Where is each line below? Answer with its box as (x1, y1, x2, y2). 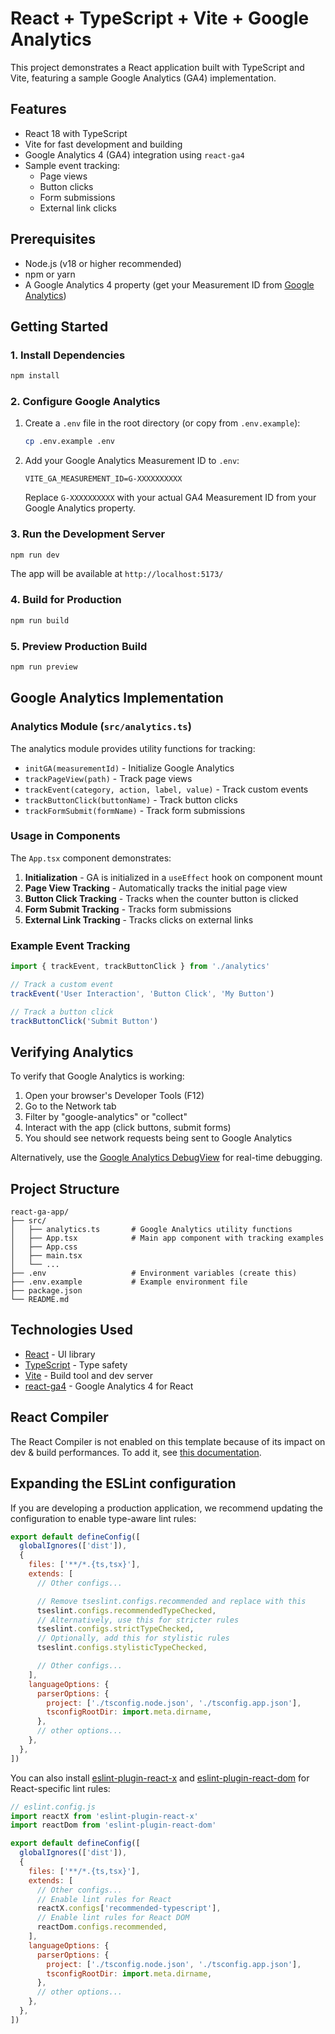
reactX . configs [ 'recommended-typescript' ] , (36, 1903, 222, 1914)
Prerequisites (10, 231, 96, 248)
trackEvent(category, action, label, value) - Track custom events (24, 783, 309, 795)
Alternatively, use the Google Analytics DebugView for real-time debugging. (10, 1152, 323, 1164)
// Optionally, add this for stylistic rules (36, 1633, 230, 1644)
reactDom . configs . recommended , (36, 1922, 168, 1932)
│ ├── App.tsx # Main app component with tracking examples (10, 1233, 325, 1244)
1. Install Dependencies (10, 348, 126, 362)
